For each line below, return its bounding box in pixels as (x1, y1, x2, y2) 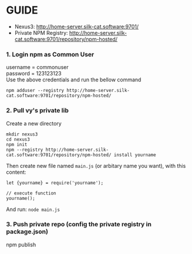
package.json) (6, 227, 49, 236)
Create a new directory (6, 120, 62, 127)
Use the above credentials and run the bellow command (6, 76, 142, 83)
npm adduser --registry (6, 88, 65, 94)
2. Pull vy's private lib (6, 107, 69, 115)
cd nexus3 (6, 136, 31, 142)
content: (6, 169, 26, 176)
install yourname (113, 151, 157, 158)
